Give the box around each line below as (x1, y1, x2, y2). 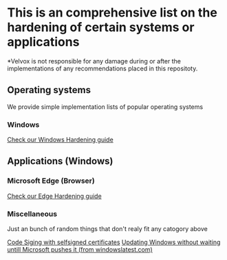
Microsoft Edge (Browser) (7, 176, 95, 186)
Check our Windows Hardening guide (7, 136, 113, 144)
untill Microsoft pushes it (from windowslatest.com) (7, 246, 153, 254)
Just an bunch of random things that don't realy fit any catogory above (7, 225, 208, 233)
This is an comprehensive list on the (7, 5, 218, 21)
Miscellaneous (7, 209, 57, 219)
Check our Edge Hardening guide (7, 192, 102, 200)
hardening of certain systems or (7, 19, 195, 35)
